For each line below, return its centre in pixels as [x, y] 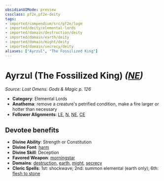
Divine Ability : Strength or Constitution [52, 142]
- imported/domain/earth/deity [37, 38]
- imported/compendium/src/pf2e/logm [44, 23]
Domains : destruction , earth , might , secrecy [57, 163]
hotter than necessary [35, 109]
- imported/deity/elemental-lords [41, 28]
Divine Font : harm [31, 147]
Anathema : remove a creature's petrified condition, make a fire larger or [85, 104]
